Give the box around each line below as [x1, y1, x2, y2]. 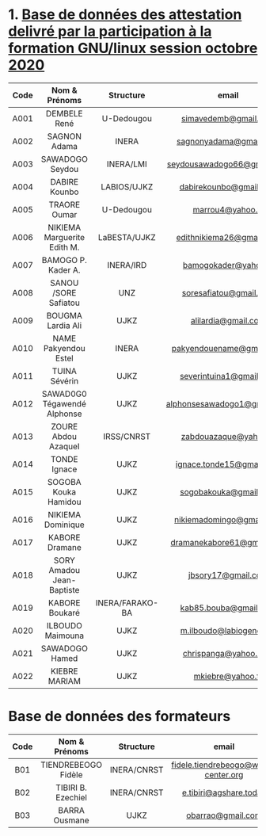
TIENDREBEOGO [40, 759, 103, 770]
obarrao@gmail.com [185, 810, 263, 821]
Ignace [51, 464, 78, 475]
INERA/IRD [106, 259, 147, 270]
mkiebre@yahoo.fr [193, 670, 263, 681]
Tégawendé [42, 398, 87, 409]
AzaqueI [48, 441, 81, 452]
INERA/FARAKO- [95, 597, 158, 608]
